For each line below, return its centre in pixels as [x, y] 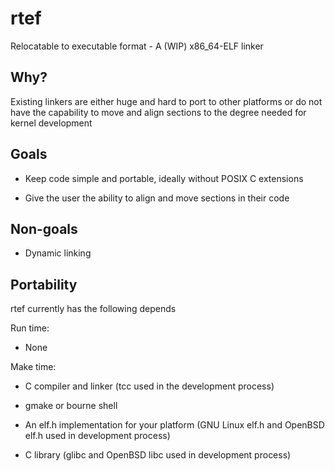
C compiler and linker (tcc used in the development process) [149, 386]
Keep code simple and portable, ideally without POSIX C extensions [164, 178]
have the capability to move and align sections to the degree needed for [158, 112]
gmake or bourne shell [71, 406]
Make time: [33, 367]
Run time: [30, 328]
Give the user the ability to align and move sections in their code [157, 198]
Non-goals [44, 228]
